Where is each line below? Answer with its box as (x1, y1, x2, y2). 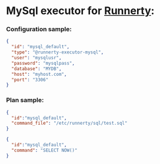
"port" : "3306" (11, 76, 49, 83)
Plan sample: (6, 96, 44, 104)
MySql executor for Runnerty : (6, 4, 155, 18)
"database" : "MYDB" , (11, 66, 62, 72)
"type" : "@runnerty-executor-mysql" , (11, 49, 104, 55)
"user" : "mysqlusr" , (11, 55, 62, 61)
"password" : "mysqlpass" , (11, 60, 75, 66)
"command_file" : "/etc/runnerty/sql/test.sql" (11, 121, 128, 126)
